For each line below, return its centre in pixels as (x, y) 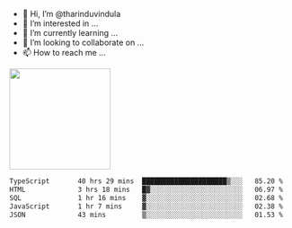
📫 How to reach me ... (64, 53)
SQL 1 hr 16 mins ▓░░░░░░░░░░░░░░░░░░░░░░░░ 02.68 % (146, 197)
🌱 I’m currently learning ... (70, 33)
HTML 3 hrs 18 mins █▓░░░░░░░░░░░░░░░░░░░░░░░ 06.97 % (146, 189)
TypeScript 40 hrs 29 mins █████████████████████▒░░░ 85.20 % (146, 181)
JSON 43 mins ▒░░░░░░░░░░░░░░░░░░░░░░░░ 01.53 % (146, 215)
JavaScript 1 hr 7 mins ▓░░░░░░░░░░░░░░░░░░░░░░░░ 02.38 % (146, 206)
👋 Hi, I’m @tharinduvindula (71, 14)
